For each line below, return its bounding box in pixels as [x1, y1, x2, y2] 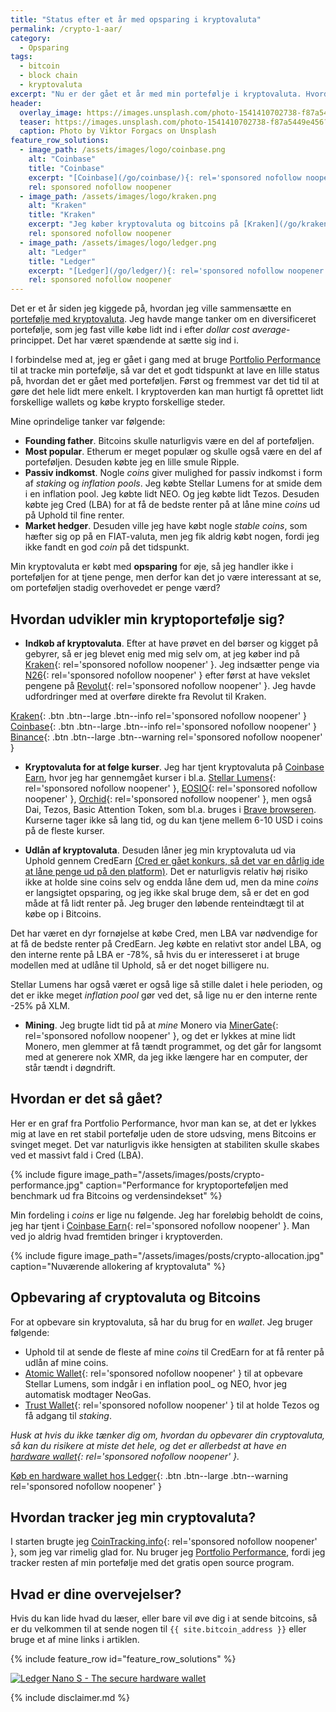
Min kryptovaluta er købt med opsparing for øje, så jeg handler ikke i [10, 561, 294, 573]
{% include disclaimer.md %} [10, 1692, 130, 1704]
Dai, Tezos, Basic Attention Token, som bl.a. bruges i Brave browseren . [24, 803, 317, 815]
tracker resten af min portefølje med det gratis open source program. [10, 1557, 295, 1569]
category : [10, 33, 52, 43]
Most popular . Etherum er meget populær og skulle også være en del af [24, 446, 323, 458]
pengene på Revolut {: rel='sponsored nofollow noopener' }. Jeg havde [24, 679, 317, 691]
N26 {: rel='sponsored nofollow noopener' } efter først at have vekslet [24, 669, 311, 681]
